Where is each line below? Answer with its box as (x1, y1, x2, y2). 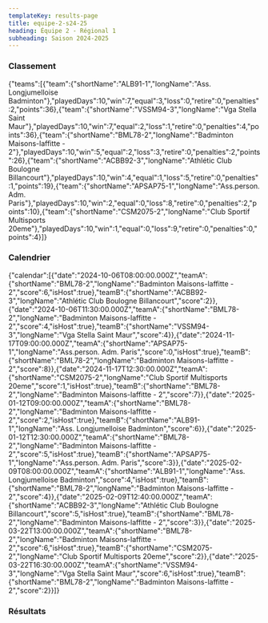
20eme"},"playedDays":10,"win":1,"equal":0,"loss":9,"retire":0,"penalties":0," (8, 224, 258, 233)
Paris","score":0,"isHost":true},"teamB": (120, 346, 250, 357)
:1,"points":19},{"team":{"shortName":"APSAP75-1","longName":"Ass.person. (8, 181, 260, 191)
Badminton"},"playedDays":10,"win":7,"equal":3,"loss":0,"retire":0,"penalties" (8, 95, 260, 105)
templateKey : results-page (8, 11, 98, 20)
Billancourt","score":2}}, (138, 296, 218, 305)
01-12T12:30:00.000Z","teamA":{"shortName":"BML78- (8, 432, 190, 442)
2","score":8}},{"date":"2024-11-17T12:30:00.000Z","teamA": (8, 364, 208, 374)
